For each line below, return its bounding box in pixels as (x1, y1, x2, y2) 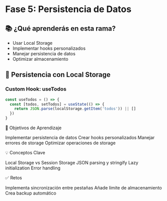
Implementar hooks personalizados (12, 45, 86, 51)
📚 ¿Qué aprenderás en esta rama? (5, 24, 116, 33)
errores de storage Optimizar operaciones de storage (5, 140, 116, 146)
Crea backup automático (5, 190, 56, 196)
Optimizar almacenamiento (12, 56, 69, 62)
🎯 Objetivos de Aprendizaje (5, 125, 62, 131)
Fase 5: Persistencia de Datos (5, 4, 132, 15)
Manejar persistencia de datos (12, 51, 75, 56)
